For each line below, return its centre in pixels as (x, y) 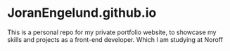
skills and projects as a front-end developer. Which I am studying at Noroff (115, 39)
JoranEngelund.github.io (82, 13)
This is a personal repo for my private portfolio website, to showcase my (112, 32)
